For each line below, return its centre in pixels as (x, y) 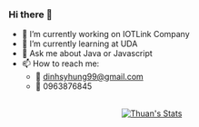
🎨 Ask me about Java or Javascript (87, 54)
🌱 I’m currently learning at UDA (80, 44)
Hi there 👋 (31, 15)
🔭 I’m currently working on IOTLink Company (105, 34)
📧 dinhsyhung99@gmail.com (90, 77)
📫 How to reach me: (60, 63)
